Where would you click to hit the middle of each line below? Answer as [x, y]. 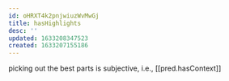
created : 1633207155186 [49, 46]
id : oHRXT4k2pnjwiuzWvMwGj [54, 16]
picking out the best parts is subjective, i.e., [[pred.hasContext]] [115, 68]
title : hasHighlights [45, 23]
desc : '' [23, 30]
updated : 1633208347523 [49, 38]
